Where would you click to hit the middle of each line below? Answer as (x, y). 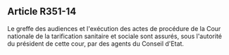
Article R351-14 (42, 12)
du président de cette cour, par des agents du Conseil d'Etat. (96, 43)
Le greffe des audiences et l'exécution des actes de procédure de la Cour (114, 28)
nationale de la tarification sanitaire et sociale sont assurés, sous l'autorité (114, 36)
